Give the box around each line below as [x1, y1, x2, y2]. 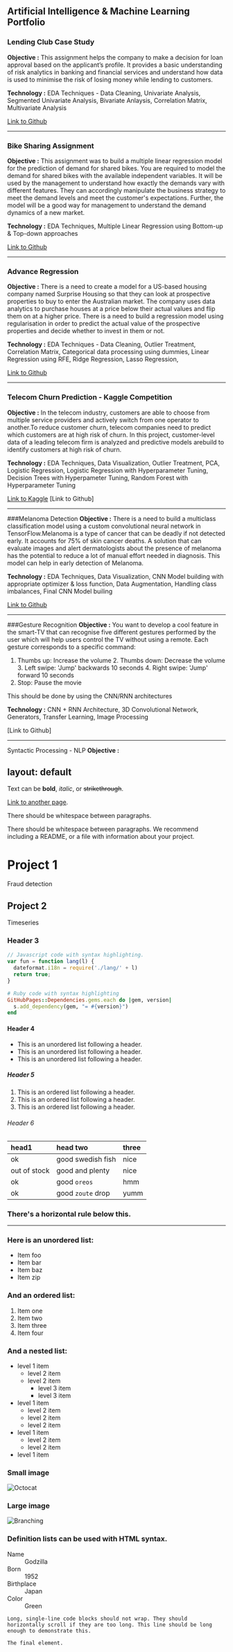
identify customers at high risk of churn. [7, 445, 122, 454]
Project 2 [7, 900, 47, 912]
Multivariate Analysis [7, 104, 67, 112]
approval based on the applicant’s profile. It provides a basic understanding [7, 61, 223, 69]
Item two [17, 1314, 43, 1322]
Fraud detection [7, 880, 53, 888]
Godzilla [24, 1557, 49, 1566]
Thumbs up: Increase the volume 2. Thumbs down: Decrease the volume [17, 656, 225, 664]
